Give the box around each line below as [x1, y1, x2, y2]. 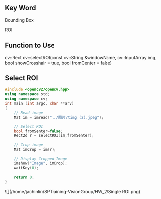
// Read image [14, 110, 43, 115]
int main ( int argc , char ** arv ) [5, 101, 74, 106]
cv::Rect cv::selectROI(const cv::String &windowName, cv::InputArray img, [5, 54, 157, 60]
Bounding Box [5, 17, 34, 23]
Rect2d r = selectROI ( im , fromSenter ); [14, 133, 94, 138]
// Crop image [14, 142, 43, 147]
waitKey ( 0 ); [14, 166, 39, 171]
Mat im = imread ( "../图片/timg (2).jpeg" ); [14, 115, 104, 120]
